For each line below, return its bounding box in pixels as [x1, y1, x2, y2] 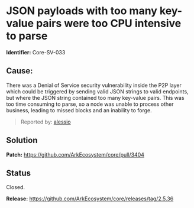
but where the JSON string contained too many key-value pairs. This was [6, 94, 185, 101]
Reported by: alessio [20, 118, 71, 125]
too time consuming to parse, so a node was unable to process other [6, 100, 174, 108]
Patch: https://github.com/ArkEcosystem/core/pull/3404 [6, 151, 145, 158]
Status [6, 168, 31, 178]
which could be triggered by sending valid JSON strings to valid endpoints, [6, 87, 189, 95]
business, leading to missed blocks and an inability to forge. [6, 106, 152, 113]
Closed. [6, 184, 25, 191]
